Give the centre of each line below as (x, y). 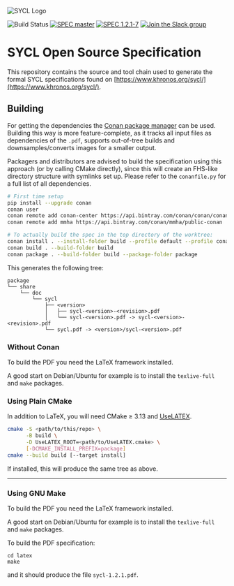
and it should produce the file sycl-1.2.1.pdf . (73, 574)
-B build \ (41, 436)
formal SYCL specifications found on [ (62, 79)
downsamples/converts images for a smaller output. (82, 147)
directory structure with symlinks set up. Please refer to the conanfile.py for (117, 176)
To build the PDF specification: (51, 543)
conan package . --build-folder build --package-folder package (102, 254)
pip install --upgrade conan (49, 203)
